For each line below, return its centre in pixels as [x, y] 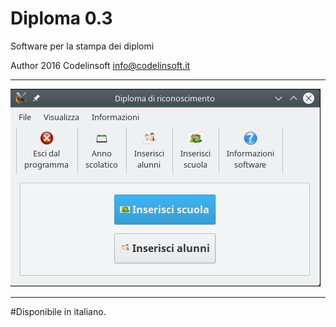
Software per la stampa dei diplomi [82, 46]
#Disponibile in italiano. [58, 311]
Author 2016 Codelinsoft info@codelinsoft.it [100, 65]
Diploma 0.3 [61, 18]
